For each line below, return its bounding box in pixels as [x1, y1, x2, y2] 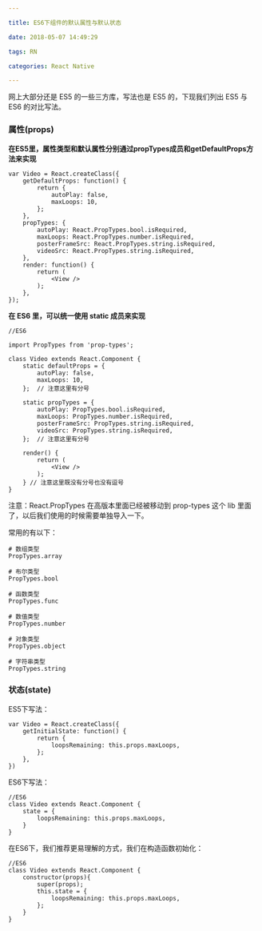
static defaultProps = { [22, 362, 105, 370]
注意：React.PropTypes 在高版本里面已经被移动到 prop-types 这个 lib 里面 [8, 500, 252, 510]
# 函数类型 [8, 590, 40, 598]
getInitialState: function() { [22, 727, 127, 735]
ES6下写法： [8, 777, 50, 787]
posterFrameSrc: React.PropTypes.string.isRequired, [37, 239, 216, 248]
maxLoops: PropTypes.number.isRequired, [37, 412, 173, 420]
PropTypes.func [8, 597, 59, 605]
